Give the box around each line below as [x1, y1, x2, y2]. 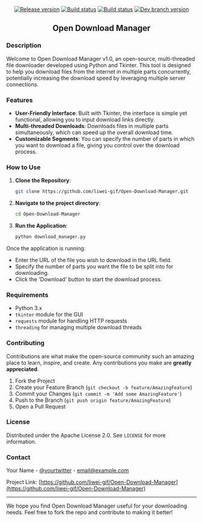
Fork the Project [14, 377, 56, 384]
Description [6, 41, 42, 50]
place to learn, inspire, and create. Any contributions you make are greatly [6, 359, 192, 366]
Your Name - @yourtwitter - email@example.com [6, 467, 129, 474]
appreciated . [6, 366, 39, 373]
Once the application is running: [6, 245, 86, 252]
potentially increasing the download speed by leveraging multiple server [6, 74, 186, 82]
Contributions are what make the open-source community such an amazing [6, 352, 195, 359]
